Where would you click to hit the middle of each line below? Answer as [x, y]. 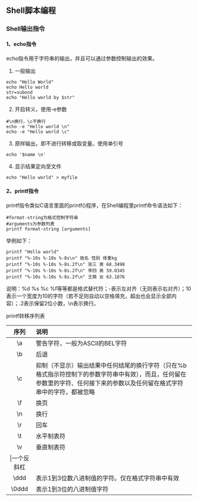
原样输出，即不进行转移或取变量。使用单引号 [69, 143]
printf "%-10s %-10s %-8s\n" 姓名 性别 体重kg [62, 258]
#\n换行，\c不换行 [26, 121]
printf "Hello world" [33, 252]
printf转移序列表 [26, 316]
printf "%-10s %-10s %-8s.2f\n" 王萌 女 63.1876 [66, 277]
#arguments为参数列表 [30, 224]
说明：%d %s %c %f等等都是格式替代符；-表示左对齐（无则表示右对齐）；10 [99, 288]
